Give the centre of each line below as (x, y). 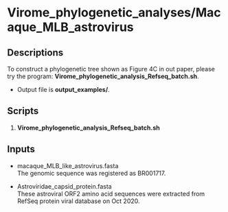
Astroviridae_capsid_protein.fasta (64, 186)
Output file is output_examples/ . (63, 90)
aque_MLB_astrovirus (70, 27)
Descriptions (35, 52)
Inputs (21, 149)
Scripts (23, 111)
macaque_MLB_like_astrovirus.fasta (68, 165)
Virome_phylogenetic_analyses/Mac (114, 13)
